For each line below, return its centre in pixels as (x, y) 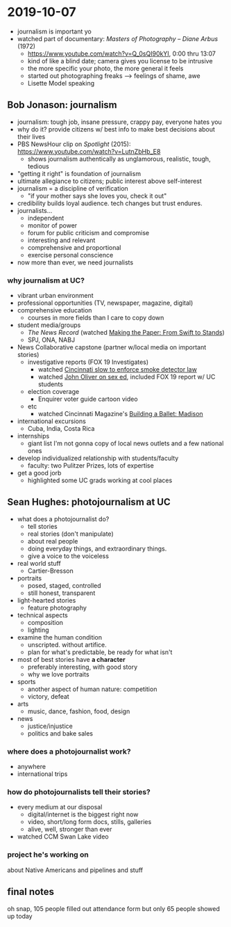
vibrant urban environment (55, 296)
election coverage (53, 392)
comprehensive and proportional (74, 247)
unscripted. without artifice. (67, 644)
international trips (42, 774)
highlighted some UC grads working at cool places (100, 480)
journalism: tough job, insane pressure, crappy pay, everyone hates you (119, 122)
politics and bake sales (60, 733)
